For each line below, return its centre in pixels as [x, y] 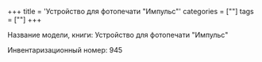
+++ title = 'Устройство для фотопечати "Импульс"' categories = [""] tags [131, 11]
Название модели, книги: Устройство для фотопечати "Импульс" [118, 35]
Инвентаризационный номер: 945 [65, 50]
